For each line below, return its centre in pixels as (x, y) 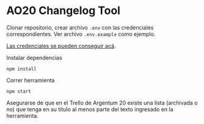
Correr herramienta (31, 80)
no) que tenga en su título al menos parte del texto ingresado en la (90, 109)
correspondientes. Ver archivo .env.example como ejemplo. (81, 34)
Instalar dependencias (34, 57)
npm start (19, 91)
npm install (21, 69)
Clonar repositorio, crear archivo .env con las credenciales (80, 27)
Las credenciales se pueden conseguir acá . (61, 46)
